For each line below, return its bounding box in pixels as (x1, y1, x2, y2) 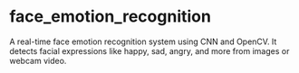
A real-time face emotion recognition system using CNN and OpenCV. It (9, 36, 277, 47)
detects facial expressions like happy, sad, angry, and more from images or (9, 45, 290, 56)
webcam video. (9, 55, 67, 66)
